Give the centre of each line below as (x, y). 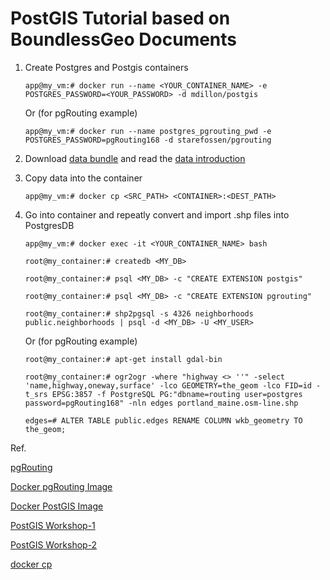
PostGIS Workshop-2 (54, 544)
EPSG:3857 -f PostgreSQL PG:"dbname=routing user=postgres (177, 394)
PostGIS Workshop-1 (53, 525)
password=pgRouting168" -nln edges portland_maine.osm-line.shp (161, 403)
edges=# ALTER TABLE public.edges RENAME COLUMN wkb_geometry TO (163, 420)
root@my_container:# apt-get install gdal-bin (123, 359)
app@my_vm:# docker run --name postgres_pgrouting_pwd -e (148, 131)
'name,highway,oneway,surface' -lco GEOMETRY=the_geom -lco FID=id (168, 385)
